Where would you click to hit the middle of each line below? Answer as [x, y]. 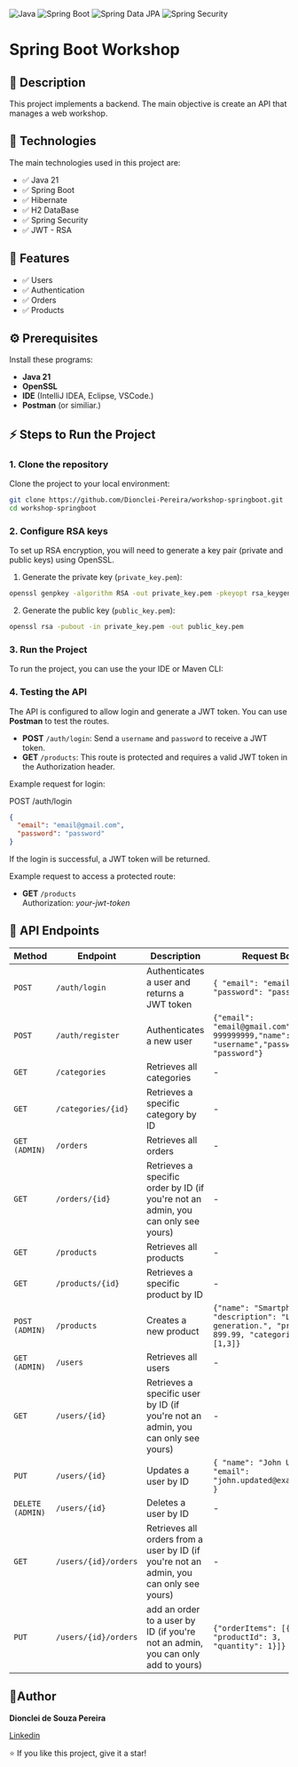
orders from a [175, 1539]
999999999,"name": [251, 1035]
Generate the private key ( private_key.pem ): [102, 577]
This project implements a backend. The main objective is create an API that [148, 104]
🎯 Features [39, 258]
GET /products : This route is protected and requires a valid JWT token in [155, 757]
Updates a [168, 1470]
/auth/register [88, 1035]
